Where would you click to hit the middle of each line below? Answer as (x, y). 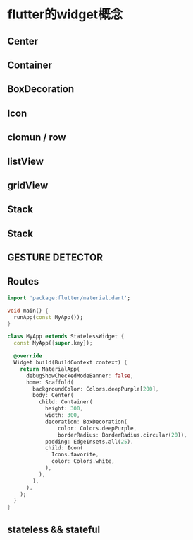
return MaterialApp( (50, 369)
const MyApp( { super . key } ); (53, 343)
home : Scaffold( (50, 382)
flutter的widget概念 (65, 15)
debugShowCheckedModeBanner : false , (80, 376)
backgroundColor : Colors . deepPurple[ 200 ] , (96, 389)
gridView (28, 185)
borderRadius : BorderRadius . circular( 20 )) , (123, 435)
